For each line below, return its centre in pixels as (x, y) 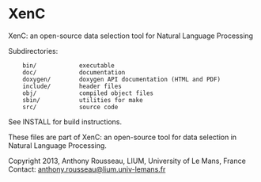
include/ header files (72, 86)
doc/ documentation (74, 72)
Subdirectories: (33, 51)
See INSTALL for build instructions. (65, 121)
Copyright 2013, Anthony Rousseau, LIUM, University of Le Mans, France (127, 161)
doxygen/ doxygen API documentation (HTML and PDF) (122, 79)
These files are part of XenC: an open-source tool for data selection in (123, 137)
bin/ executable (68, 65)
